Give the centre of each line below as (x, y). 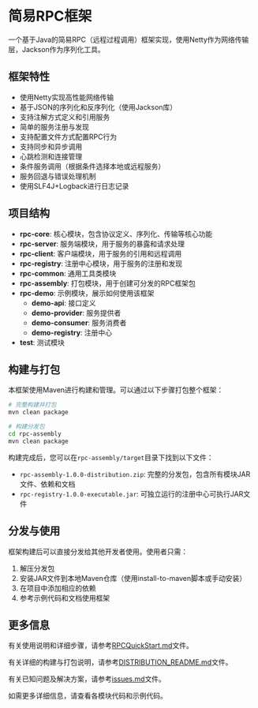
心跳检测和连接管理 (51, 156)
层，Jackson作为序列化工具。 (56, 49)
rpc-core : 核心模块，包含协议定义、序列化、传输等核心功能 (116, 234)
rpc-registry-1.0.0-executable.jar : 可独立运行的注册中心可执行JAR (131, 493)
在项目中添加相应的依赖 (58, 588)
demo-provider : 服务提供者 (76, 313)
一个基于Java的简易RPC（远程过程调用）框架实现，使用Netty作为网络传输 (129, 39)
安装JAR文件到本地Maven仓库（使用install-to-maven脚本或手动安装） (133, 578)
